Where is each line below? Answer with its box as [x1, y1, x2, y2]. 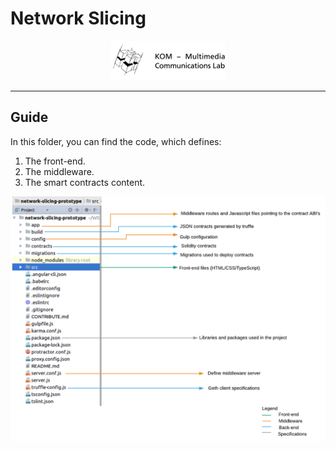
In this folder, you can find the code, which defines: [10, 135, 222, 147]
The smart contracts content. [24, 176, 146, 188]
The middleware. [24, 165, 95, 177]
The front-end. [24, 155, 86, 167]
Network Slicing [10, 7, 147, 30]
